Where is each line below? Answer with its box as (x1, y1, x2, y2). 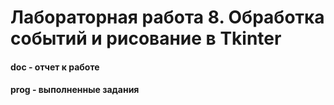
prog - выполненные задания (10, 84, 140, 96)
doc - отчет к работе (10, 61, 100, 73)
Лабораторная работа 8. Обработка (10, 6, 325, 29)
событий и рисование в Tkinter (10, 27, 282, 50)
